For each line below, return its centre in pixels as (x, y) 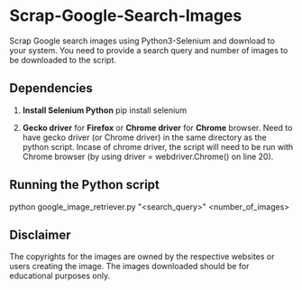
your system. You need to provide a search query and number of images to (149, 50)
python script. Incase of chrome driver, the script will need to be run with (158, 146)
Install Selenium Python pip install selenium (105, 110)
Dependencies (51, 88)
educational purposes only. (60, 276)
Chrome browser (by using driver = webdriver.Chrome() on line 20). (148, 156)
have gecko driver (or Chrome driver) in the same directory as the (145, 137)
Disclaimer (40, 234)
